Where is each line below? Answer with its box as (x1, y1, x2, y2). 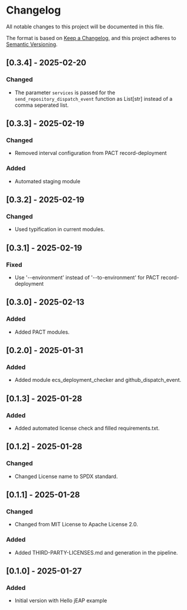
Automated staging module (14, 177, 81, 184)
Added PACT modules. (14, 328, 70, 335)
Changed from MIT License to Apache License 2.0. (14, 521, 138, 528)
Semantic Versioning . (6, 41, 58, 48)
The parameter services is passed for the (14, 89, 116, 96)
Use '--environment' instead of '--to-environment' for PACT (14, 273, 160, 281)
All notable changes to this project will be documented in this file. (6, 23, 165, 30)
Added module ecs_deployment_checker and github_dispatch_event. (14, 377, 182, 384)
